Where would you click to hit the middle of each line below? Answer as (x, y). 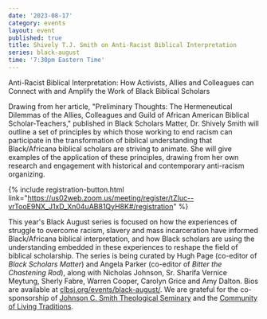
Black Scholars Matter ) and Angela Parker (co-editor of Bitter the (115, 264)
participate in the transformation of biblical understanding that (110, 140)
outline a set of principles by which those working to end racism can (120, 131)
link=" (18, 198)
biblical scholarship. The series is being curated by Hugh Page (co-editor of (133, 255)
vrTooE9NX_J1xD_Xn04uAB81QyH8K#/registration (91, 206)
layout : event (32, 30)
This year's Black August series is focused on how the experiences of (123, 222)
